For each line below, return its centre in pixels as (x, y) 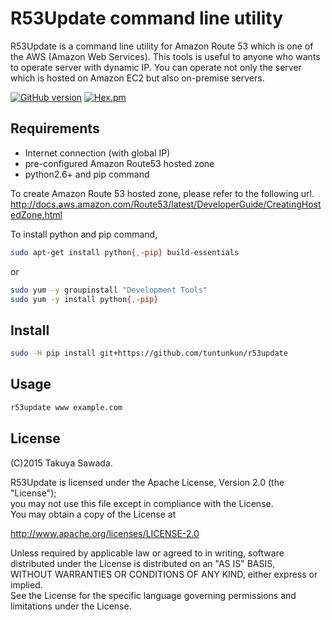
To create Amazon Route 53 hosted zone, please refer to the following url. (162, 193)
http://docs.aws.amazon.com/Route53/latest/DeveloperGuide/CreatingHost (166, 204)
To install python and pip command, (84, 234)
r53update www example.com (66, 407)
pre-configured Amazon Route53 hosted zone (119, 163)
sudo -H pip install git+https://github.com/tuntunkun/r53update (149, 353)
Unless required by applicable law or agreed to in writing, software (147, 553)
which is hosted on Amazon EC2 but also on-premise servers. (137, 78)
